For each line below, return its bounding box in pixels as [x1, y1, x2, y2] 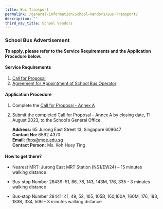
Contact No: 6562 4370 [12, 131, 61, 137]
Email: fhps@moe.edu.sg [12, 137, 63, 143]
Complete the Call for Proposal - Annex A [12, 102, 95, 108]
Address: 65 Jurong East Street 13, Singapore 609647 [12, 126, 122, 132]
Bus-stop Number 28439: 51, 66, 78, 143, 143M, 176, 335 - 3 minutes [12, 179, 150, 185]
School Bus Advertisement [5, 37, 70, 44]
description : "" [5, 16, 38, 21]
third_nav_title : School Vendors [5, 21, 73, 26]
